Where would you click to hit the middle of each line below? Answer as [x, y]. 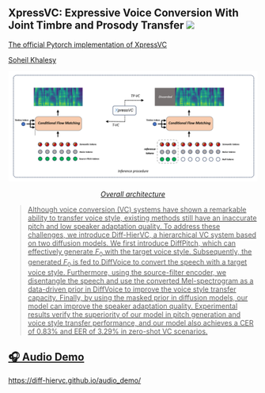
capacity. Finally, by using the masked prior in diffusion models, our [138, 297]
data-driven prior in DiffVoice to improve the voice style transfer [132, 289]
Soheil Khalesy [32, 59]
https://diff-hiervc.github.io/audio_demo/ [75, 380]
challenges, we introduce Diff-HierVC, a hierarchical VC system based [142, 235]
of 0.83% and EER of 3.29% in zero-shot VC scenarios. [117, 331]
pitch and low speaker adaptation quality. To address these [124, 227]
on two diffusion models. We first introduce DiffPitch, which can [131, 243]
